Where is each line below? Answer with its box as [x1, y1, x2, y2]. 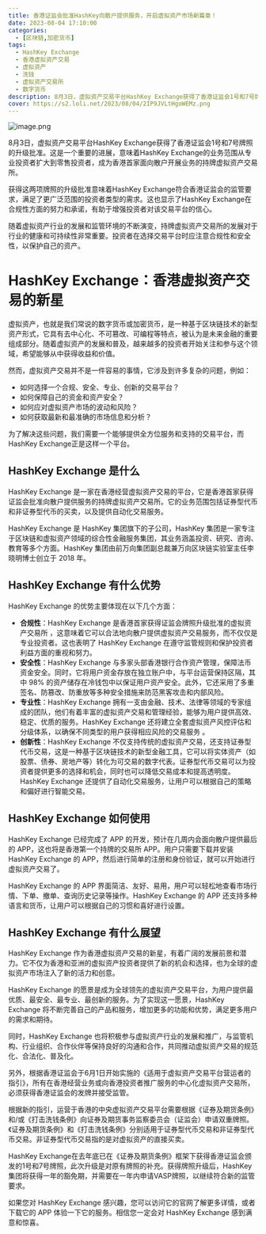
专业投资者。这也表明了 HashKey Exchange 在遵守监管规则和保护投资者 [19, 638, 254, 647]
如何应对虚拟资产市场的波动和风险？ [19, 402, 139, 412]
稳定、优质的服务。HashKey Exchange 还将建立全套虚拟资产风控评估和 [19, 717, 252, 726]
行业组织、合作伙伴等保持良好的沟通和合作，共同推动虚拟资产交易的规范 [21, 1042, 258, 1051]
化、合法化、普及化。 [8, 1051, 78, 1061]
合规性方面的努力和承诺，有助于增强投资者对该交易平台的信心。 [8, 204, 216, 214]
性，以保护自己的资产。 [8, 241, 85, 250]
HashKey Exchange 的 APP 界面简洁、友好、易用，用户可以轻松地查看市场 [8, 881, 251, 890]
